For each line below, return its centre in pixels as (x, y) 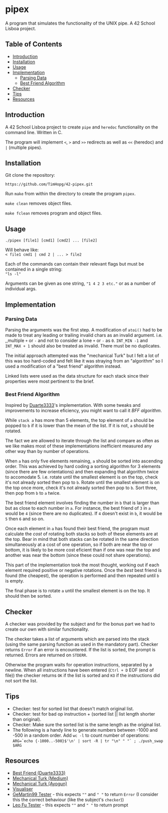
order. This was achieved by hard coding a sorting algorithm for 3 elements (83, 467)
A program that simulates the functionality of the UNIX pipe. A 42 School (80, 23)
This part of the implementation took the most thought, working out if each (82, 565)
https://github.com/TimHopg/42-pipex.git (49, 184)
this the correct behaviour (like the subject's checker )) (68, 799)
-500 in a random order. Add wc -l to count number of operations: (81, 735)
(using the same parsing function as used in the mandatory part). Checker (82, 644)
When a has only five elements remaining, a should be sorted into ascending (84, 461)
